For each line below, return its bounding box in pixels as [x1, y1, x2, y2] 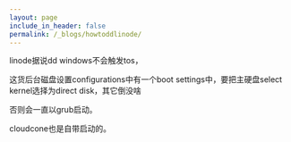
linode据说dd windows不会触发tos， [9, 55, 143, 66]
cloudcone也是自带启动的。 [9, 123, 112, 134]
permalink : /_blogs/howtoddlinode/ [9, 29, 142, 38]
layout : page [9, 13, 58, 22]
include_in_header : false [9, 21, 106, 30]
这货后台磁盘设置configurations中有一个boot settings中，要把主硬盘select [9, 74, 283, 85]
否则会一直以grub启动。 [9, 104, 98, 115]
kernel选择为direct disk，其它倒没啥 [9, 86, 141, 96]
